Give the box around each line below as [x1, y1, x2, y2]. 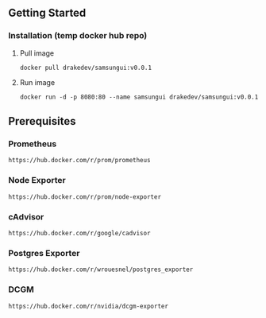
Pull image [19, 48, 54, 58]
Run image [19, 77, 56, 87]
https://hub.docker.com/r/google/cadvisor [8, 229, 151, 237]
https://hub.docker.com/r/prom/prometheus [8, 157, 151, 165]
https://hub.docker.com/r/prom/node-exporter [8, 192, 161, 201]
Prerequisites [8, 114, 76, 128]
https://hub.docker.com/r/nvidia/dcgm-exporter [8, 302, 169, 310]
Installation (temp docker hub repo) [8, 30, 148, 41]
